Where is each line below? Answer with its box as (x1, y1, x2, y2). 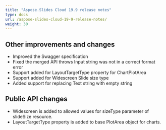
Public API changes (5, 95, 68, 103)
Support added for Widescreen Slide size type (12, 75, 109, 81)
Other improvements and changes (5, 40, 115, 48)
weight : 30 (5, 21, 28, 27)
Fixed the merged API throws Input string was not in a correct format (12, 59, 155, 65)
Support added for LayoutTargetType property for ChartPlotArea (12, 70, 146, 76)
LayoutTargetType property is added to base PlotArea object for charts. (12, 119, 161, 125)
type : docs (5, 12, 28, 17)
